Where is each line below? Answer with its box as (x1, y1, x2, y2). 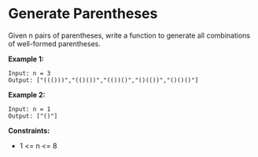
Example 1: (8, 54, 45, 64)
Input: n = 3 (8, 69, 51, 77)
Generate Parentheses (8, 5, 158, 23)
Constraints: (8, 126, 50, 135)
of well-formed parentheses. (8, 38, 101, 48)
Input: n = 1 (8, 105, 51, 113)
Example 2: (8, 89, 46, 99)
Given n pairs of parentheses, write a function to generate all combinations (8, 31, 250, 40)
